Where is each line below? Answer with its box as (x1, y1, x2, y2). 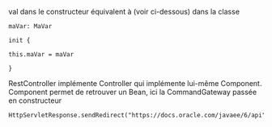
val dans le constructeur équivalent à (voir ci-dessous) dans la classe (8, 7, 240, 16)
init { (8, 36, 31, 44)
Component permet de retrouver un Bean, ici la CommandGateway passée (8, 88, 257, 96)
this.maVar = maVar (8, 51, 74, 59)
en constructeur (8, 96, 62, 105)
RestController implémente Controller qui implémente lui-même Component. (8, 79, 262, 88)
